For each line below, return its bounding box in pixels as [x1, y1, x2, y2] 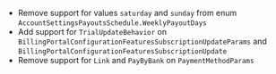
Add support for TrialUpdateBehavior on [17, 27, 168, 37]
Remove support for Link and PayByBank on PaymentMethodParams [17, 55, 254, 65]
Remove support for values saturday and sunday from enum [17, 8, 237, 18]
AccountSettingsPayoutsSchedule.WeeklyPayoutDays [17, 19, 208, 28]
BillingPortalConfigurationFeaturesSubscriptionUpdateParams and [17, 36, 267, 46]
